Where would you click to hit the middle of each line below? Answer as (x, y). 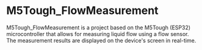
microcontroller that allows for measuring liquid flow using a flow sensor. (98, 34)
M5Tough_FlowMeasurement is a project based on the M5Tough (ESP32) (99, 27)
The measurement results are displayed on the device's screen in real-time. (101, 40)
